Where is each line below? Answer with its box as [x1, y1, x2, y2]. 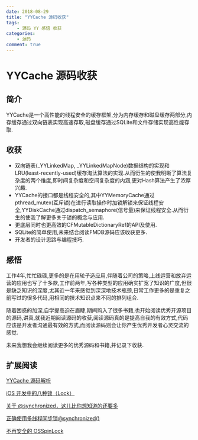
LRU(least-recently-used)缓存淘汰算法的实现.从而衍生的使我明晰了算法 [14, 169, 187, 176]
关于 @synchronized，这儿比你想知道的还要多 [6, 402, 118, 409]
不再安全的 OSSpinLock [6, 428, 64, 435]
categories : [6, 31, 35, 37]
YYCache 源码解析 [6, 377, 51, 384]
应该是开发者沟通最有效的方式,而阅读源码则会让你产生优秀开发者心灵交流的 [6, 321, 189, 329]
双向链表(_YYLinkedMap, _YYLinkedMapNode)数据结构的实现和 [14, 162, 170, 169]
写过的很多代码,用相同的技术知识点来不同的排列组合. [11, 294, 139, 301]
